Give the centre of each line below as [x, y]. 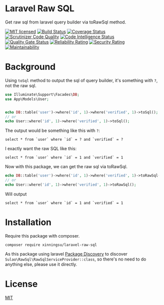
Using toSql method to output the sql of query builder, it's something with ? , [81, 80]
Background [30, 67]
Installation [28, 222]
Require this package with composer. [42, 236]
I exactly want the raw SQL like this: [41, 149]
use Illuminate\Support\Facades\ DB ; [42, 94]
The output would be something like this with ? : [52, 131]
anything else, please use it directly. [41, 264]
